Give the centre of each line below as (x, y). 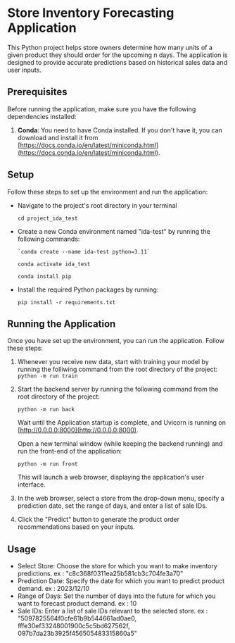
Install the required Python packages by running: (88, 289)
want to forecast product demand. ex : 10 (77, 604)
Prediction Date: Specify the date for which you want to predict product (121, 581)
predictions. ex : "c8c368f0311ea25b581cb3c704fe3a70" (100, 574)
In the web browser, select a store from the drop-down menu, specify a (121, 499)
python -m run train (47, 376)
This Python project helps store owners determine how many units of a (110, 47)
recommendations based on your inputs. (76, 527)
